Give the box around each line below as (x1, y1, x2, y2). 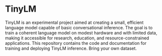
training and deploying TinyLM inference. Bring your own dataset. (5, 45, 137, 51)
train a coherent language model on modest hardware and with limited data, (5, 30, 158, 36)
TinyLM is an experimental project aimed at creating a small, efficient (5, 19, 144, 25)
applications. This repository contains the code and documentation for (5, 40, 147, 46)
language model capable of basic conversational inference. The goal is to (5, 24, 153, 30)
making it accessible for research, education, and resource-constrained (5, 35, 149, 41)
